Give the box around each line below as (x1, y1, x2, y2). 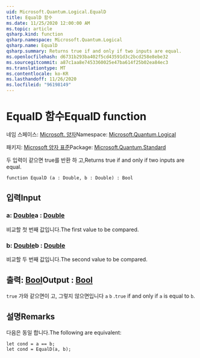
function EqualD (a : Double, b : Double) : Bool (6, 174, 134, 181)
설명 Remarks (6, 312, 55, 322)
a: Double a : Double (6, 211, 65, 220)
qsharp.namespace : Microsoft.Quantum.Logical (6, 37, 122, 43)
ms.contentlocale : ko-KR (6, 71, 69, 77)
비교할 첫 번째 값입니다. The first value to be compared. (6, 226, 139, 233)
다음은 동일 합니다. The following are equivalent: (6, 328, 122, 336)
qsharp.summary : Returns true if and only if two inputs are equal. (6, 48, 182, 54)
